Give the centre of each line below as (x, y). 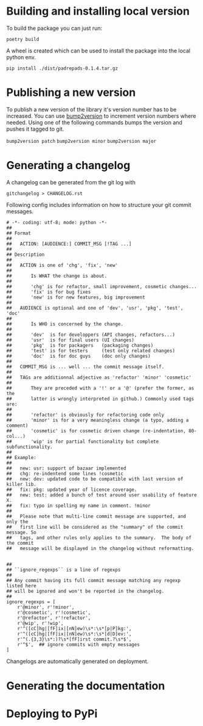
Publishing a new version (71, 93)
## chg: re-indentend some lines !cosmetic (65, 474)
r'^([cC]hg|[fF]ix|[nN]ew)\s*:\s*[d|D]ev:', (74, 634)
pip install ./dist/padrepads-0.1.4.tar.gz (62, 68)
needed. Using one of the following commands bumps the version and (94, 122)
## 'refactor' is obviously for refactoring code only (85, 415)
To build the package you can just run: (54, 28)
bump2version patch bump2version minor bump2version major (81, 141)
